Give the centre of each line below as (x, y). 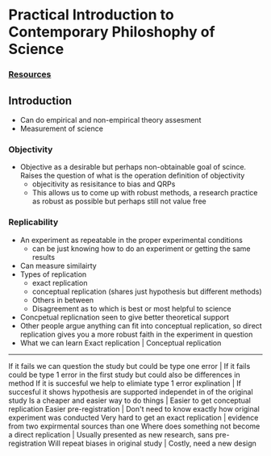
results (43, 257)
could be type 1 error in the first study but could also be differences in (124, 374)
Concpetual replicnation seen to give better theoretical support (125, 317)
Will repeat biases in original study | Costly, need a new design (152, 443)
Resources (30, 74)
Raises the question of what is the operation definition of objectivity (132, 176)
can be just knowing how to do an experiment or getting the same (141, 249)
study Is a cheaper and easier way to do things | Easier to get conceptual (130, 400)
